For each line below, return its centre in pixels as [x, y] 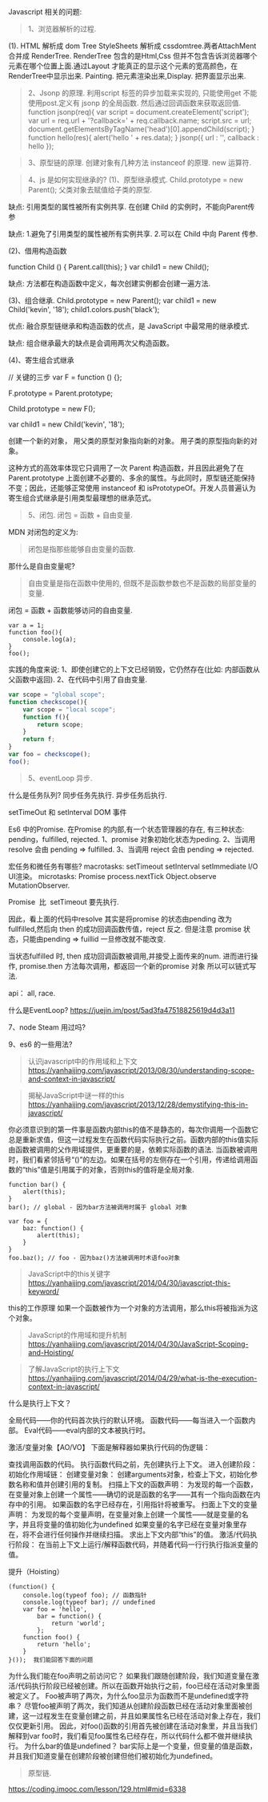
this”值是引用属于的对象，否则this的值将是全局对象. [110, 1169]
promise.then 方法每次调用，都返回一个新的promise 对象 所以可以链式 [134, 966]
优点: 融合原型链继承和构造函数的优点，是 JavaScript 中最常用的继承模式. [129, 326]
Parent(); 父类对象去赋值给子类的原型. [90, 190]
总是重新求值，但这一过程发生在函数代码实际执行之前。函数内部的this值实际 [133, 1139]
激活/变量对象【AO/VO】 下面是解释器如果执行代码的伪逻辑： [109, 1447]
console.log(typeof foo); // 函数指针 [85, 1595]
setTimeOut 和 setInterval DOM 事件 [68, 812]
